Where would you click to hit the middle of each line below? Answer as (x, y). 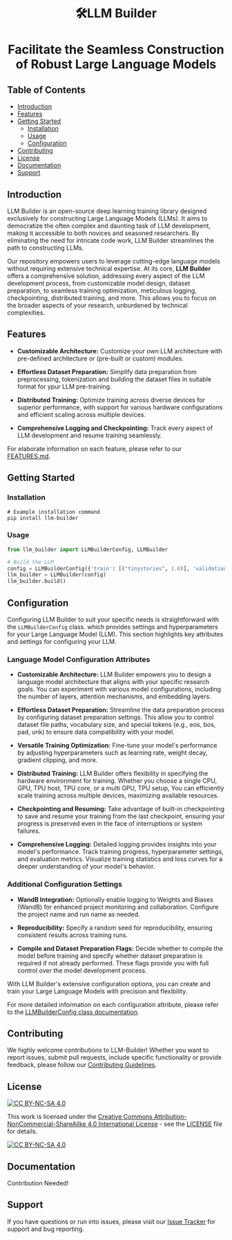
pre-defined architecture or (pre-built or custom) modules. (100, 358)
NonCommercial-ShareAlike (47, 1124)
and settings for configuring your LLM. (62, 641)
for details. (22, 1131)
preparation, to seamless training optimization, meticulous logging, (102, 290)
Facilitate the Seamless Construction (116, 50)
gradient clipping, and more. (57, 760)
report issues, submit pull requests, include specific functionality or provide (115, 1057)
